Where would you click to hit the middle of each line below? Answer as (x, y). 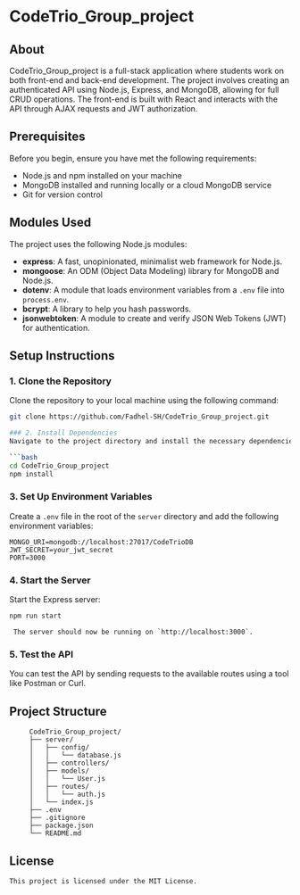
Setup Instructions (62, 356)
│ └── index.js (61, 802)
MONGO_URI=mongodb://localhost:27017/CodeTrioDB (101, 542)
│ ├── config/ (59, 748)
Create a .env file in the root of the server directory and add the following (144, 516)
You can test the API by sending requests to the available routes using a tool (149, 674)
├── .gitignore (58, 818)
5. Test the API (42, 654)
